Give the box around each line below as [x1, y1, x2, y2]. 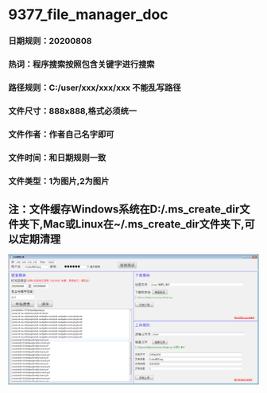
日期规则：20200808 [8, 36, 92, 47]
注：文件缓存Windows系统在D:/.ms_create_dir [8, 203, 240, 216]
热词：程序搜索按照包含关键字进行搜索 [8, 59, 155, 70]
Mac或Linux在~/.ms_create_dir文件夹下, [43, 217, 245, 232]
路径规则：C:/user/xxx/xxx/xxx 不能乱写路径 [8, 82, 181, 93]
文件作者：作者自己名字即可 [8, 129, 114, 140]
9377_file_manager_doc [8, 6, 168, 24]
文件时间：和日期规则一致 [8, 152, 106, 163]
